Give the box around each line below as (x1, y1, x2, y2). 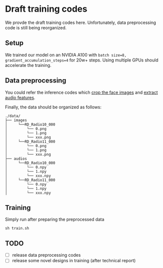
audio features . (5, 94, 36, 101)
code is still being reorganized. (5, 24, 67, 30)
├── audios (5, 156, 27, 161)
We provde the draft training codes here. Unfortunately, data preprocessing (5, 20, 157, 25)
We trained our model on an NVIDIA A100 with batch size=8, (5, 52, 127, 58)
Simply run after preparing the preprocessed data (5, 216, 105, 223)
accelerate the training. (5, 62, 52, 68)
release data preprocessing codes (12, 252, 81, 258)
